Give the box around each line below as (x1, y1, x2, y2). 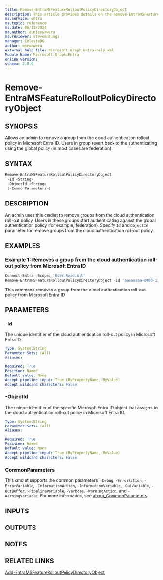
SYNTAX (5, 159, 33, 168)
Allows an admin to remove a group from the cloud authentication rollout (5, 135, 150, 141)
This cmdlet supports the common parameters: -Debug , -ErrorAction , (5, 477, 143, 483)
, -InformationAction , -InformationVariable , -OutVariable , (33, 482, 151, 488)
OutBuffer (5, 489, 25, 494)
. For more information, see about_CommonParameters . (37, 493, 149, 498)
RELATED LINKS (5, 557, 54, 565)
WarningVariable (5, 494, 38, 498)
